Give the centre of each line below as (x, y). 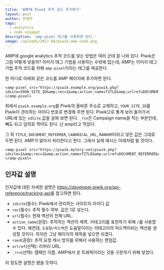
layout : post (18, 14)
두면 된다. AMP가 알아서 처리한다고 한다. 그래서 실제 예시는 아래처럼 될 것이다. (79, 140)
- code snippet (25, 32)
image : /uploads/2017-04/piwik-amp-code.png (51, 41)
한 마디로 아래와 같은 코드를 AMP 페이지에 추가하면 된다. (59, 78)
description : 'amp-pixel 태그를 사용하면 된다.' (51, 37)
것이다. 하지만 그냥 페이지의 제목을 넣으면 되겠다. (67, 234)
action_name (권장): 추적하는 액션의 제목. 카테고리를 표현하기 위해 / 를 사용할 (84, 222)
